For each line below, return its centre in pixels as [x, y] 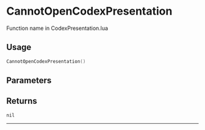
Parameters [29, 81]
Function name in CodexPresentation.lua [57, 28]
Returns [22, 101]
